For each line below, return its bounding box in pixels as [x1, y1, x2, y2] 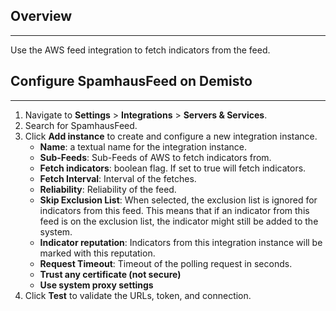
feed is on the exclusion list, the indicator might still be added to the [39, 215, 319, 227]
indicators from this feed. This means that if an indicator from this [39, 204, 310, 216]
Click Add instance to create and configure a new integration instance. [24, 130, 318, 142]
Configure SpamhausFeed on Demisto [10, 73, 253, 90]
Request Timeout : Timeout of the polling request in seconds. [39, 257, 293, 269]
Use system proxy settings [39, 279, 154, 291]
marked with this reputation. [39, 247, 156, 259]
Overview [10, 8, 73, 25]
